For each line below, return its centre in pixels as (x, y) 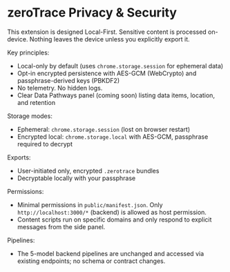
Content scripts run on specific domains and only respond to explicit (114, 220)
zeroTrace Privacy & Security (92, 13)
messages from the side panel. (61, 226)
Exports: (19, 157)
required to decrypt (45, 144)
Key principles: (28, 52)
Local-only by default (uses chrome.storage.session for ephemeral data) (120, 66)
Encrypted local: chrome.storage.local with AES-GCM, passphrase (113, 137)
